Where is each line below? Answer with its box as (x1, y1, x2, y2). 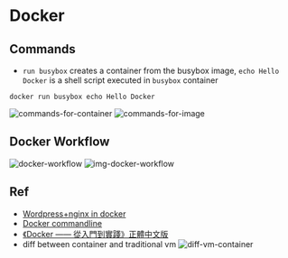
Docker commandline (22, 217, 102, 228)
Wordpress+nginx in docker (22, 208, 126, 219)
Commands (9, 41, 77, 57)
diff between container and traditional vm (22, 238, 177, 249)
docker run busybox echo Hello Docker (9, 92, 155, 101)
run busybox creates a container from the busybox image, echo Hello (22, 65, 280, 76)
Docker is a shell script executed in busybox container (22, 75, 218, 86)
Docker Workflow (9, 134, 110, 150)
